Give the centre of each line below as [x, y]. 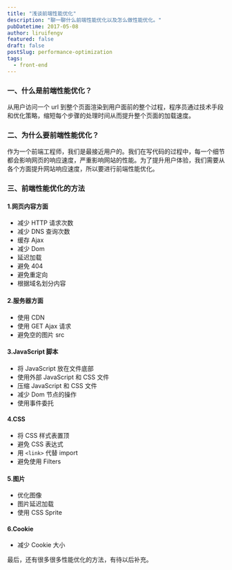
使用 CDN [31, 317]
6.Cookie [20, 528]
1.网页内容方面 [28, 206]
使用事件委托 [35, 403]
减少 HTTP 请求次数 [45, 223]
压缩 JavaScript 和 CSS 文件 [57, 385]
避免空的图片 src [41, 334]
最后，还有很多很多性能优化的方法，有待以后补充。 [80, 560]
